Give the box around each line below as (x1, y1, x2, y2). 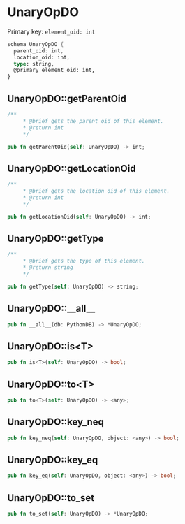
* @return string (22, 264, 73, 271)
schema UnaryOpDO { (7, 41, 64, 48)
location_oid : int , (13, 54, 71, 61)
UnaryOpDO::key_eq (7, 453, 98, 465)
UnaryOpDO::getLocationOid (7, 162, 136, 175)
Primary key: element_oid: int (7, 27, 96, 36)
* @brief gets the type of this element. (22, 258, 145, 265)
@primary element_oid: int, (13, 67, 96, 74)
